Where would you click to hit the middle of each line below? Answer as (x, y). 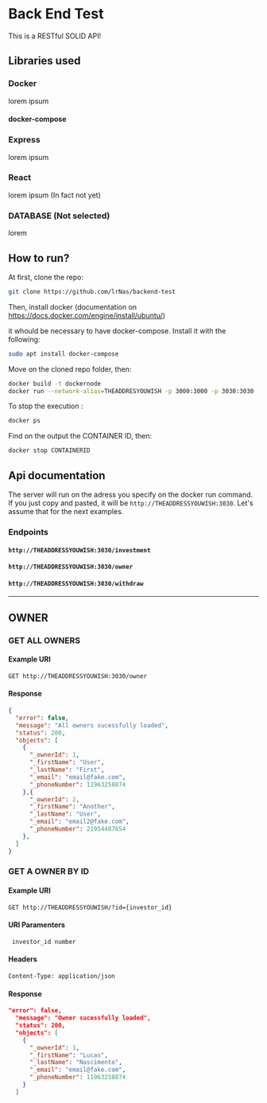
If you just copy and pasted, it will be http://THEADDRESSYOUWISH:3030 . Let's (131, 503)
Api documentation (57, 475)
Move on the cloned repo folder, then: (70, 369)
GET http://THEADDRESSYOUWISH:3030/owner (78, 676)
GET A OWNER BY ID (49, 871)
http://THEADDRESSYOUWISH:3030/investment (79, 550)
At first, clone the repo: (46, 277)
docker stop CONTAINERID (49, 450)
